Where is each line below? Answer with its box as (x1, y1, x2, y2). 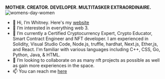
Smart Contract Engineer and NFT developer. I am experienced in (12, 35, 149, 42)
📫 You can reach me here (12, 68, 67, 74)
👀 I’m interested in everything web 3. (12, 25, 89, 31)
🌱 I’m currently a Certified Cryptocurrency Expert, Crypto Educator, (12, 30, 153, 36)
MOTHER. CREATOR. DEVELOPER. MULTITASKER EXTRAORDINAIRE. (5, 5, 151, 10)
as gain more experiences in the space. (12, 63, 95, 68)
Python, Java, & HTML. (12, 52, 61, 58)
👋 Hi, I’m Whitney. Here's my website (12, 20, 89, 25)
